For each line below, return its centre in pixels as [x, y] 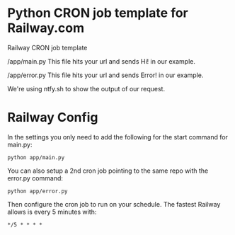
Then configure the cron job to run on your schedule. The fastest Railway [114, 204]
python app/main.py [36, 157]
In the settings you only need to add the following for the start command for [118, 137]
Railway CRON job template [47, 47]
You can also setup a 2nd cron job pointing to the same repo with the [108, 171]
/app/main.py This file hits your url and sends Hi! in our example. [102, 61]
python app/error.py [38, 191]
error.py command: [35, 178]
